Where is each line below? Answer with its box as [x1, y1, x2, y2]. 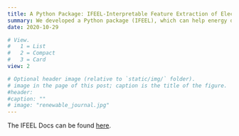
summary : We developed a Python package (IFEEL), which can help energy [7, 17, 228, 24]
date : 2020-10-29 [7, 23, 59, 30]
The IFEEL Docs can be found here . [7, 121, 112, 130]
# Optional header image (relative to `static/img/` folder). [7, 75, 196, 82]
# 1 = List [7, 43, 46, 50]
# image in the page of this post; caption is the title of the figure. [7, 82, 228, 89]
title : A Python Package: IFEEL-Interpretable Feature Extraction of [7, 10, 218, 18]
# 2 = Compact [7, 50, 55, 57]
